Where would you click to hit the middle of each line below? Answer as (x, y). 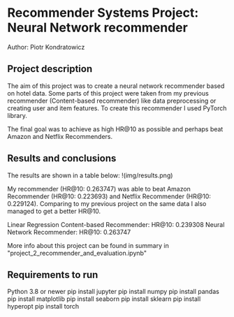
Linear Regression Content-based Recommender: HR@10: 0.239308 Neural (116, 224)
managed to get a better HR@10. (54, 211)
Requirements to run (53, 275)
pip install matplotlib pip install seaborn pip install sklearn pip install (104, 299)
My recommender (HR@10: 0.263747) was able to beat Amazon (99, 189)
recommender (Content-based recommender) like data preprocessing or (112, 101)
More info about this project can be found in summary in (88, 245)
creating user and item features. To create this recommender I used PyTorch (117, 108)
